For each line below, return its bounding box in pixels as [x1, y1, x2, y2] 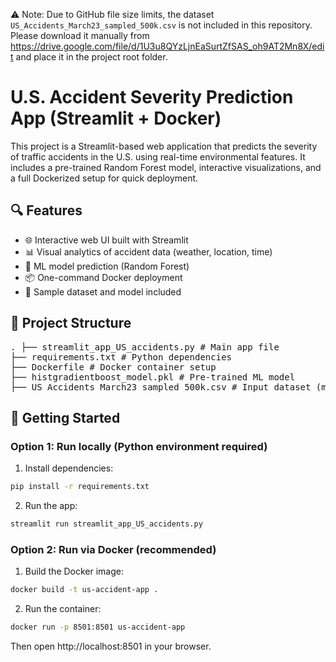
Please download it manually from [10, 30, 150, 41]
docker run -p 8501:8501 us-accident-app [10, 622, 186, 633]
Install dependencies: [24, 462, 114, 474]
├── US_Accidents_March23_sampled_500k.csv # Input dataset [10, 381, 312, 393]
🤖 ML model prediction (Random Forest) [24, 260, 190, 272]
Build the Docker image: [24, 565, 125, 578]
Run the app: [24, 500, 78, 512]
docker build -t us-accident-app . [10, 585, 159, 595]
